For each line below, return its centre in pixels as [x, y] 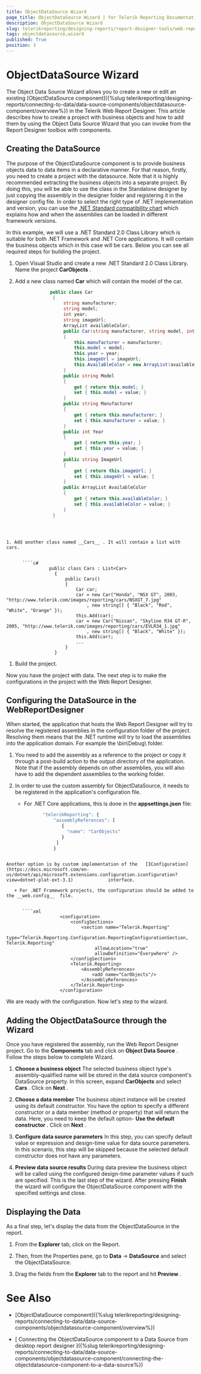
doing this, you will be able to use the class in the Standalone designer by [97, 189]
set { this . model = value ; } [110, 393]
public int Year [83, 432]
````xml [32, 912]
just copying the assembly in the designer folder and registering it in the [95, 195]
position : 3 [21, 46]
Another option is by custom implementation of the [72, 864]
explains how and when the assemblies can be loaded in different [87, 214]
